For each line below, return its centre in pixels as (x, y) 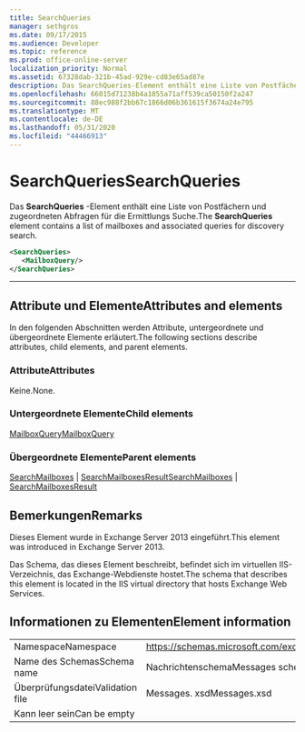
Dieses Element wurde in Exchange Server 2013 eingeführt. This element (144, 536)
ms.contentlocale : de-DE (56, 119)
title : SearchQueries (50, 18)
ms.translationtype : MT (54, 111)
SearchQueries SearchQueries (125, 181)
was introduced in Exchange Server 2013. (87, 546)
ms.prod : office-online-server (69, 60)
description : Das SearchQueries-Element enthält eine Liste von (133, 85)
